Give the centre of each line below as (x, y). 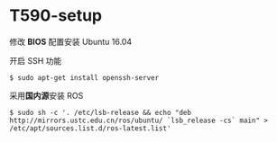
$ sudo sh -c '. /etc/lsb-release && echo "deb (101, 112)
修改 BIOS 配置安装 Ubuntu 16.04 (71, 41)
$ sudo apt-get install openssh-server (84, 77)
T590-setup (55, 16)
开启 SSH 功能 (36, 60)
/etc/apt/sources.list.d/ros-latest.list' (90, 128)
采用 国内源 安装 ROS (46, 95)
